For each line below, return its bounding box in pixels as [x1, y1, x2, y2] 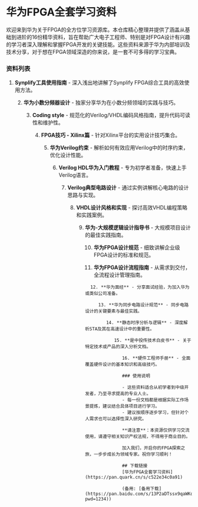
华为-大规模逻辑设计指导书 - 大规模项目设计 [85, 224, 192, 231]
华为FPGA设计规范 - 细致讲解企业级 [93, 244, 181, 251]
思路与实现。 [67, 192, 99, 199]
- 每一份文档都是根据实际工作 [121, 397, 184, 403]
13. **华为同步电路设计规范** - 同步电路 [98, 302, 189, 308]
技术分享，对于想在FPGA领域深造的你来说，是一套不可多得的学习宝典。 [6, 48, 180, 55]
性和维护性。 [32, 119, 64, 126]
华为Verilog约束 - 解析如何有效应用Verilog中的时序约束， [49, 144, 189, 151]
